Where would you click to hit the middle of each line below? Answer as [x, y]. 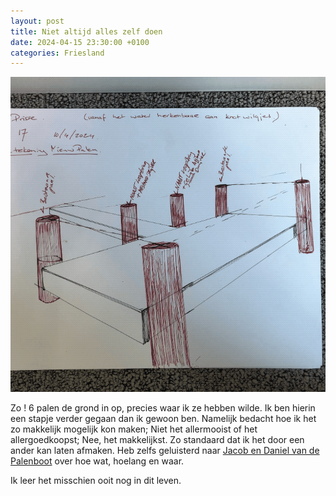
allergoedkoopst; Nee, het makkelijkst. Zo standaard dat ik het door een [157, 440]
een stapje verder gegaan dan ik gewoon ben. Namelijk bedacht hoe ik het [163, 419]
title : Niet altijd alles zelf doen [86, 31]
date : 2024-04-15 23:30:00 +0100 [80, 42]
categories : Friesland [57, 53]
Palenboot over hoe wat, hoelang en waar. [97, 461]
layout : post [37, 21]
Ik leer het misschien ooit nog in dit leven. [96, 481]
